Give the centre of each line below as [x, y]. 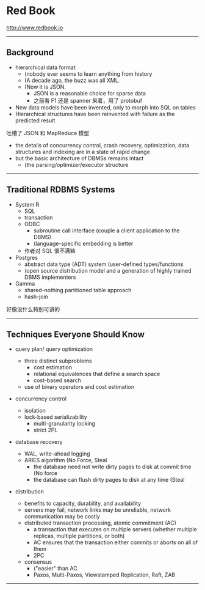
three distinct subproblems [58, 361]
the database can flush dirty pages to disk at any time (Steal [109, 480]
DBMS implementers [50, 277]
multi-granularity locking [64, 424]
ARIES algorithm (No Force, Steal [66, 460]
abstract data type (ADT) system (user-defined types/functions [104, 264]
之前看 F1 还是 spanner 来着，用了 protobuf [88, 100]
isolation [35, 411]
